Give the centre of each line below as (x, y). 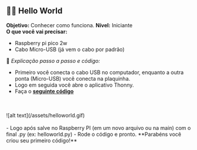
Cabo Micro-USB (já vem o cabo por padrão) (69, 49)
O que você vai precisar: (37, 31)
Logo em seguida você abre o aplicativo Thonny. (74, 85)
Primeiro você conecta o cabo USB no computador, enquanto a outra (99, 72)
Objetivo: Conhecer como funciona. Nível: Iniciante (69, 25)
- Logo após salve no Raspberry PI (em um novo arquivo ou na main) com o (99, 127)
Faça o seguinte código (44, 91)
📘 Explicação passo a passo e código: (53, 60)
